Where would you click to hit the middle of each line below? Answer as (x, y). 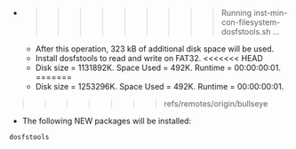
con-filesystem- (251, 22)
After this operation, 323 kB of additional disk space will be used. (155, 49)
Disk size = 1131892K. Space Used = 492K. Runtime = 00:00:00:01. (158, 67)
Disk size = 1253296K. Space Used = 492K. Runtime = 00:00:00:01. (160, 86)
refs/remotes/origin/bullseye (216, 104)
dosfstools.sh (246, 31)
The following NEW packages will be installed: (107, 121)
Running (236, 13)
